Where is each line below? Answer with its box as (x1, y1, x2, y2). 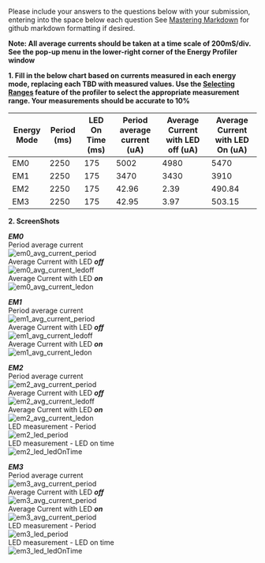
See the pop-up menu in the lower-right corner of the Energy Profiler (8, 47, 238, 56)
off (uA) (167, 145, 199, 155)
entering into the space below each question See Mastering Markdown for (8, 15, 250, 24)
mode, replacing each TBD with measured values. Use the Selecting (8, 79, 235, 88)
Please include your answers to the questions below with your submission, (8, 7, 251, 16)
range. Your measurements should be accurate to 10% (8, 96, 191, 105)
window (8, 55, 35, 65)
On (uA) (216, 145, 248, 155)
